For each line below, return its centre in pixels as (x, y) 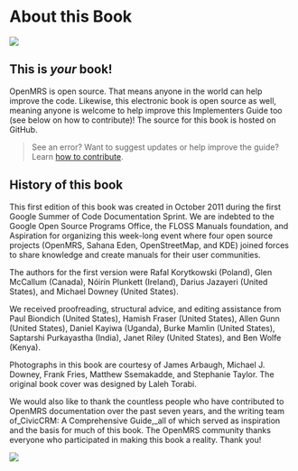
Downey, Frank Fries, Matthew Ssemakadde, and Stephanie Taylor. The (142, 374)
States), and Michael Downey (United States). (94, 291)
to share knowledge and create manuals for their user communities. (135, 254)
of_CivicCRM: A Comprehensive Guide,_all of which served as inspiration (145, 420)
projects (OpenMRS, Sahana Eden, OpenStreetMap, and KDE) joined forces (149, 245)
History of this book (66, 185)
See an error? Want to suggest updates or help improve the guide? (155, 147)
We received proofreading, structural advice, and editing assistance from (145, 309)
